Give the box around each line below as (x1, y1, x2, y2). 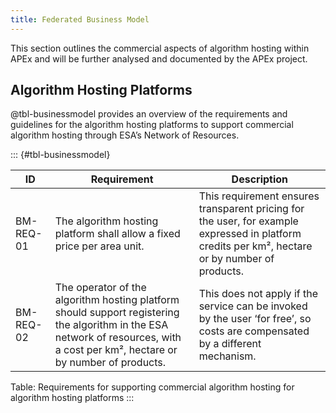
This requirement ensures (198, 189, 320, 203)
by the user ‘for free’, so (198, 312, 312, 326)
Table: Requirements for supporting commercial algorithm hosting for (10, 381, 295, 393)
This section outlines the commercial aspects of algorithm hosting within (10, 42, 310, 54)
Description (231, 172, 289, 186)
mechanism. (198, 349, 257, 363)
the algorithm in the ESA (54, 318, 169, 332)
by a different (198, 337, 262, 351)
